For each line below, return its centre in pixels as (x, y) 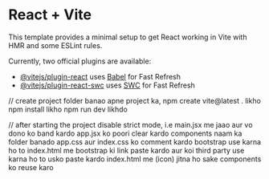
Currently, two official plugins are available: (80, 61)
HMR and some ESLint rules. (55, 45)
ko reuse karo (31, 167)
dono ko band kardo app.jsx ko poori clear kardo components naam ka (125, 133)
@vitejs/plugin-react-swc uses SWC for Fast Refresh (107, 85)
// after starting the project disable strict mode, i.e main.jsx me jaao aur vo (130, 124)
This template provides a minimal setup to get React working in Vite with (128, 37)
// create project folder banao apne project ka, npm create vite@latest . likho (134, 100)
